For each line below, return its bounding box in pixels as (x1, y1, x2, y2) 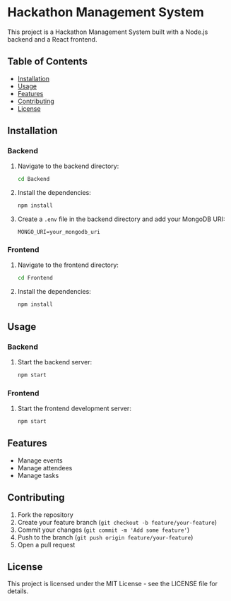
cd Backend (17, 176, 50, 183)
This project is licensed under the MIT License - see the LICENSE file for (7, 580, 218, 588)
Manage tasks (17, 471, 59, 480)
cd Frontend (17, 275, 53, 282)
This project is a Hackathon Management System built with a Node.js (7, 28, 208, 36)
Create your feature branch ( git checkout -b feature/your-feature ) (17, 518, 218, 526)
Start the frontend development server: (17, 404, 132, 413)
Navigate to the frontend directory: (17, 261, 119, 269)
